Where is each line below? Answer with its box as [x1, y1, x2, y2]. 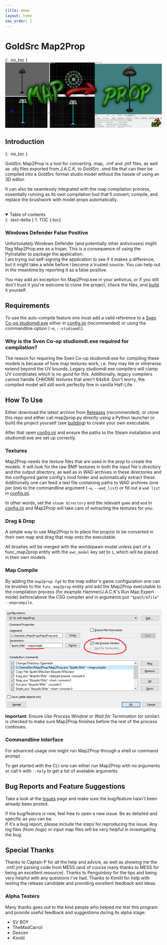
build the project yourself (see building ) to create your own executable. [5, 420, 151, 425]
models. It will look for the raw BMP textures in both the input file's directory [5, 464, 161, 470]
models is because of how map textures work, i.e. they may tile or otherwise [5, 361, 162, 367]
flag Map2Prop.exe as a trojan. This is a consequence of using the [5, 245, 141, 251]
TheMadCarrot [12, 924, 43, 930]
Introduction [5, 137, 45, 146]
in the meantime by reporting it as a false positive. [5, 267, 108, 273]
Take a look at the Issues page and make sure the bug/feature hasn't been [5, 795, 158, 801]
